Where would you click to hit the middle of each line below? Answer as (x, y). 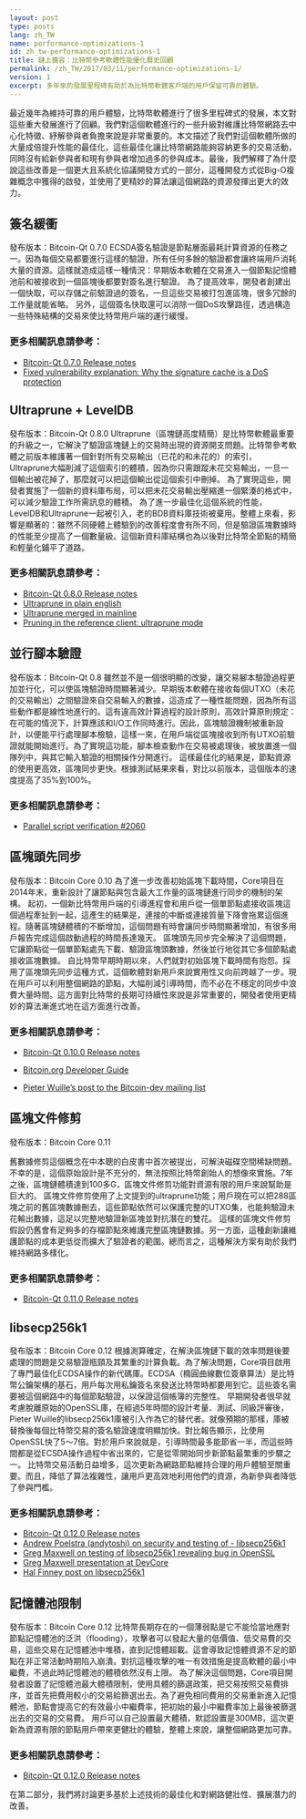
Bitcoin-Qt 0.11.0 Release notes (81, 1299)
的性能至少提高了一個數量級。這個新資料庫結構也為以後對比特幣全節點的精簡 (153, 536)
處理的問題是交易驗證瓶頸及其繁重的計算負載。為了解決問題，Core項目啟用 (150, 1362)
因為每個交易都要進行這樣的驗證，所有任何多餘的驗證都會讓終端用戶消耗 (161, 259)
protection (42, 381)
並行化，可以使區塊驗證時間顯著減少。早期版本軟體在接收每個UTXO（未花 (156, 688)
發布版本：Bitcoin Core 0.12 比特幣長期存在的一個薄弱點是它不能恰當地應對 (150, 1627)
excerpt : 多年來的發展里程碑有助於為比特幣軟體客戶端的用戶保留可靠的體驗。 (136, 86)
